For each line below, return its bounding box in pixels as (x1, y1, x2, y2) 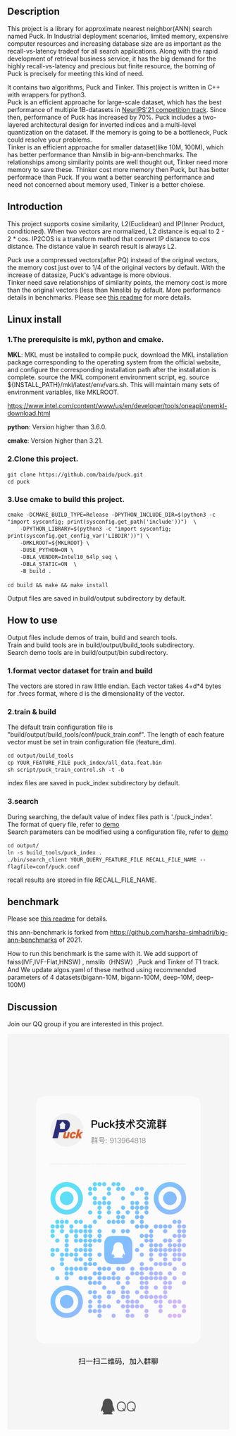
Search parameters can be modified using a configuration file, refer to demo (7, 828, 229, 836)
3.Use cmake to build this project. (7, 494, 125, 504)
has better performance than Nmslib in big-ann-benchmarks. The (7, 150, 198, 159)
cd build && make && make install (7, 582, 109, 589)
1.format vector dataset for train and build (7, 665, 153, 675)
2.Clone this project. (7, 454, 79, 464)
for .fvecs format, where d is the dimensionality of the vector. (7, 689, 185, 698)
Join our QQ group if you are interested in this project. (7, 1020, 164, 1029)
